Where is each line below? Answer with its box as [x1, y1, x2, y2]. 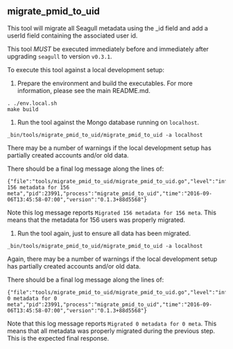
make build [7, 105, 39, 113]
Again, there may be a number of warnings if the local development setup [7, 255, 218, 263]
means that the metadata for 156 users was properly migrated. [7, 215, 186, 224]
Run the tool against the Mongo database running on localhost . [17, 118, 200, 126]
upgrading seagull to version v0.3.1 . [7, 52, 112, 60]
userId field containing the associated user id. [7, 31, 138, 40]
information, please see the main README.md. [17, 86, 150, 94]
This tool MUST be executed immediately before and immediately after [7, 44, 209, 53]
